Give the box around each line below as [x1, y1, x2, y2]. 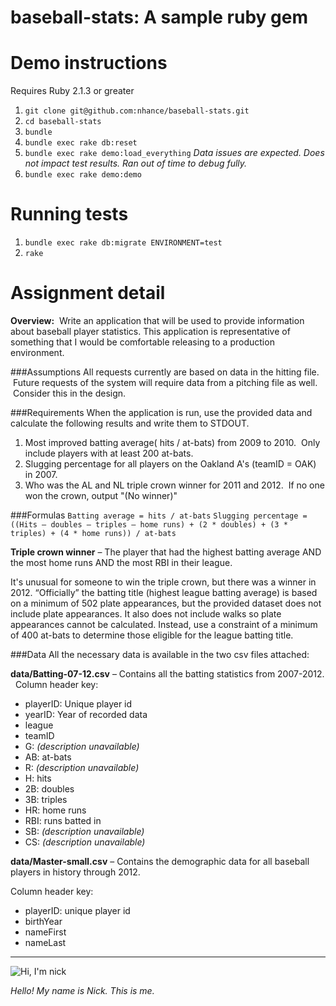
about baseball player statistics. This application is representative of [10, 326, 291, 337]
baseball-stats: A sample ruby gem [10, 6, 308, 29]
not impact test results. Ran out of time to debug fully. [24, 157, 248, 170]
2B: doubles [24, 783, 75, 795]
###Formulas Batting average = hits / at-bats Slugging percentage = [10, 509, 308, 521]
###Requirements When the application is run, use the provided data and [10, 407, 313, 418]
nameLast [24, 937, 67, 948]
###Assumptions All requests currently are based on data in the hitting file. [10, 366, 320, 378]
